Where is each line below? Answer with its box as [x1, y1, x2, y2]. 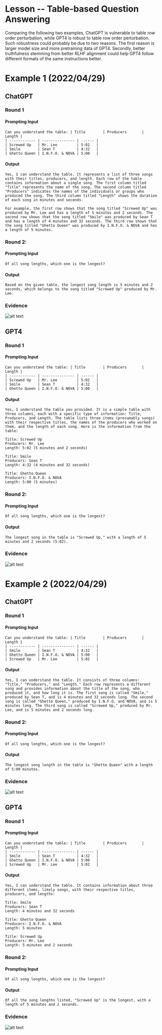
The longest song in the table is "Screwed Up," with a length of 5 [5, 535, 146, 540]
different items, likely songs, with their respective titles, [5, 887, 136, 892]
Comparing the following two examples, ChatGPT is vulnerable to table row [5, 30, 155, 36]
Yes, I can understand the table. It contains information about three [5, 883, 153, 888]
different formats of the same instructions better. [5, 55, 102, 61]
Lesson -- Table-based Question [5, 3, 139, 15]
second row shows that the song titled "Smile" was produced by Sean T [5, 214, 153, 220]
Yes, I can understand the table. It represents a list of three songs [5, 172, 153, 177]
